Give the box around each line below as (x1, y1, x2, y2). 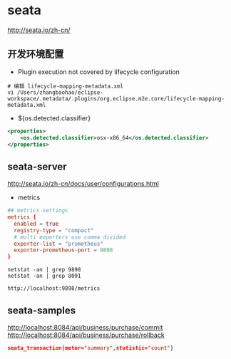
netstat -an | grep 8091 (7, 273, 81, 280)
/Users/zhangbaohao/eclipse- (16, 88, 103, 96)
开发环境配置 (7, 48, 64, 61)
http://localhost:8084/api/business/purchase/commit (7, 323, 163, 331)
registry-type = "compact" (14, 227, 94, 234)
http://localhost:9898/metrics (7, 285, 101, 292)
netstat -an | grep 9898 (7, 266, 81, 274)
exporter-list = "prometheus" (14, 240, 103, 247)
